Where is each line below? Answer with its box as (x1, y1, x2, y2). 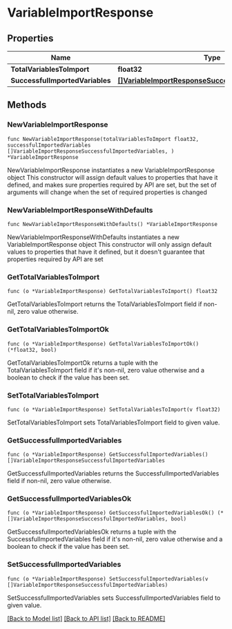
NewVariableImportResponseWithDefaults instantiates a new (7, 233, 180, 241)
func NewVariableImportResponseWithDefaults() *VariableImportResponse (7, 220, 217, 227)
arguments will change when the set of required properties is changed (7, 188, 207, 196)
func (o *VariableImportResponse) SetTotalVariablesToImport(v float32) (7, 406, 221, 413)
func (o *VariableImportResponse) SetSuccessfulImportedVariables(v (7, 575, 209, 582)
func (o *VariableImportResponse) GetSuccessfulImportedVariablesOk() (7, 509, 215, 516)
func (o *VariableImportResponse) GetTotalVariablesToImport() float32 (7, 288, 217, 295)
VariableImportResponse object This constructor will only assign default (7, 240, 212, 248)
